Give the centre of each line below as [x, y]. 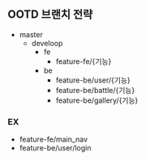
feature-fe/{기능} [84, 61]
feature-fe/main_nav [54, 139]
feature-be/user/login [55, 148]
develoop [47, 43]
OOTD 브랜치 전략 [50, 15]
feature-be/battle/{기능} [95, 90]
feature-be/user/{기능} [93, 80]
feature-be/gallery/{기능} [97, 100]
